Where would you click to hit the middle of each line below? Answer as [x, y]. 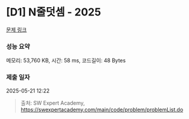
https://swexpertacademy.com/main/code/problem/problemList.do [102, 110]
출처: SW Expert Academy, [53, 103]
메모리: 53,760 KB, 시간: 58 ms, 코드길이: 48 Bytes [66, 60]
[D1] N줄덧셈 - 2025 [54, 12]
